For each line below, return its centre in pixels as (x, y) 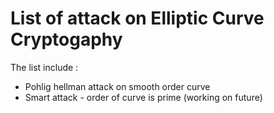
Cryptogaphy (66, 39)
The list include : (44, 67)
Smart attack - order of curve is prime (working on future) (143, 97)
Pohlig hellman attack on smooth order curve (117, 86)
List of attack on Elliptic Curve (137, 18)
